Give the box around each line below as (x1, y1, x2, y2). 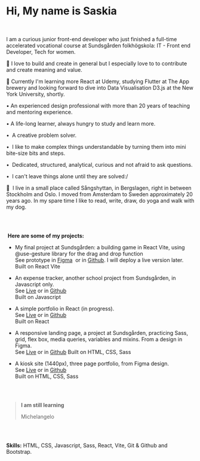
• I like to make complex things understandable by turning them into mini (6, 143, 186, 150)
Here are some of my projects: (7, 232, 85, 239)
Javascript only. (14, 280, 54, 288)
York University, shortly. (6, 90, 65, 97)
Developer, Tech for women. (6, 48, 76, 55)
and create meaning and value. (6, 66, 82, 73)
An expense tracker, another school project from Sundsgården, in (14, 274, 176, 282)
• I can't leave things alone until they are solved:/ (6, 172, 128, 180)
